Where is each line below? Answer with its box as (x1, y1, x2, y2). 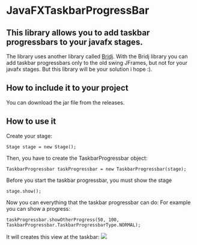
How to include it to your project (6, 83, 129, 93)
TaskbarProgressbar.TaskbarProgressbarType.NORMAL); (6, 222, 141, 228)
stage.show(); (6, 188, 42, 194)
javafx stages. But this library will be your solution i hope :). (6, 65, 153, 73)
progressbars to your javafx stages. (6, 37, 143, 47)
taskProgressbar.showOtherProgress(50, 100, (6, 217, 120, 223)
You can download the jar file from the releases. (6, 98, 125, 106)
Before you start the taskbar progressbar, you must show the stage (6, 177, 172, 184)
